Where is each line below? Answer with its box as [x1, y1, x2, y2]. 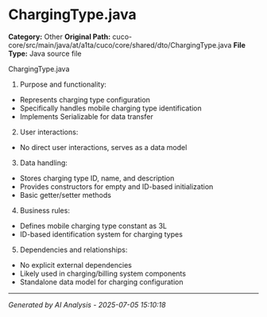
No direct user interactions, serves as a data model [19, 142, 188, 152]
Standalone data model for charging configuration [19, 276, 184, 287]
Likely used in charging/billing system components [19, 269, 187, 278]
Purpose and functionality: [19, 79, 107, 89]
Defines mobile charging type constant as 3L [19, 221, 167, 230]
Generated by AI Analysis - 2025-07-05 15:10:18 [8, 300, 166, 309]
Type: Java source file [8, 48, 82, 58]
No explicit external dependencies [19, 260, 133, 269]
